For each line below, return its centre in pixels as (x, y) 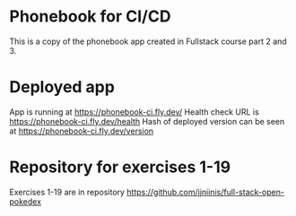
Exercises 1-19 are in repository (67, 192)
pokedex (26, 201)
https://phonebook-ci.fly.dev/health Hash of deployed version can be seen (147, 121)
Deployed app (62, 87)
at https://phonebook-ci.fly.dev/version (82, 131)
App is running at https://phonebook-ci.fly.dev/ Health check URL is (135, 112)
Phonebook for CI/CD (90, 17)
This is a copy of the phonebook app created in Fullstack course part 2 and (148, 41)
